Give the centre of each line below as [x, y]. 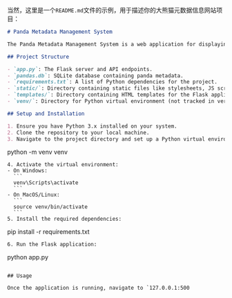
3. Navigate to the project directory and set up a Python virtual [106, 139]
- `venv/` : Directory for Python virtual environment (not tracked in [111, 101]
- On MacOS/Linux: [33, 195]
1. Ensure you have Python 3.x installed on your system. [92, 126]
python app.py [28, 257]
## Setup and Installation [46, 113]
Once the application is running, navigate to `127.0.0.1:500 [98, 288]
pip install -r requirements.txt [48, 232]
